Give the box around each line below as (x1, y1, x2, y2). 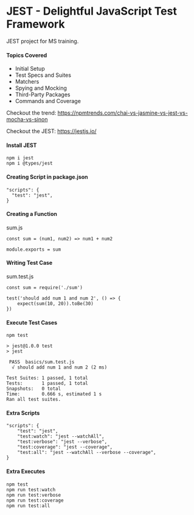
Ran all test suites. (6, 397, 61, 403)
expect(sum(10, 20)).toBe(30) (17, 300, 94, 306)
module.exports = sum (6, 246, 61, 253)
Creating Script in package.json (6, 173, 88, 181)
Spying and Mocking (15, 84, 67, 92)
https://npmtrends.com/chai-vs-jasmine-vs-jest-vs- (57, 109, 189, 117)
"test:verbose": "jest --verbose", (17, 439, 108, 445)
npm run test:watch (6, 486, 56, 492)
